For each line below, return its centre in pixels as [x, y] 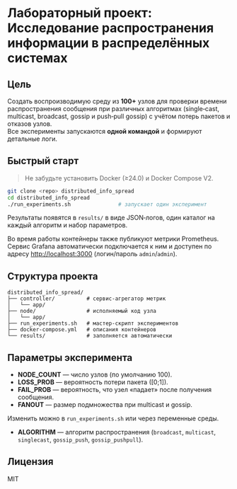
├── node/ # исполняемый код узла [82, 311]
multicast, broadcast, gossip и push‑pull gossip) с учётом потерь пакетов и [119, 116]
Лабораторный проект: [80, 13]
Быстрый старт [43, 161]
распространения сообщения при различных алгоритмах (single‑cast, [114, 109]
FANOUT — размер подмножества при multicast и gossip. [105, 405]
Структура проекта [53, 276]
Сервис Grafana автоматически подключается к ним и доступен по [110, 246]
